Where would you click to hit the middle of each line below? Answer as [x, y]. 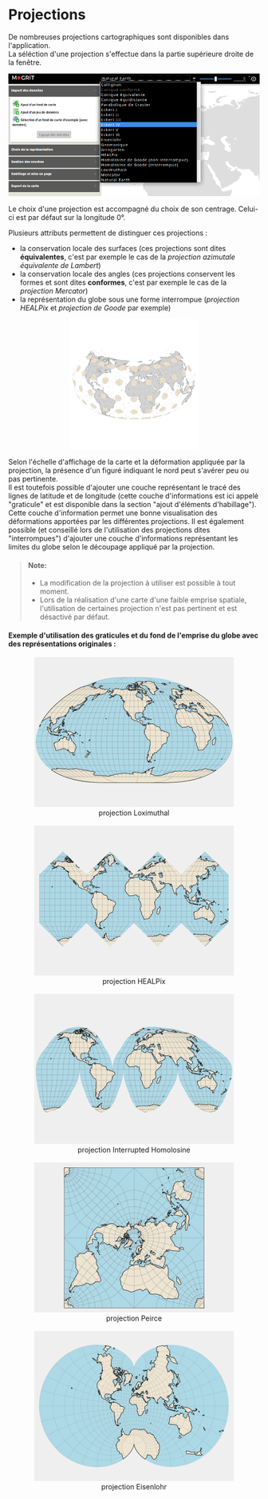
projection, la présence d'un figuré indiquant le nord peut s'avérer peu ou [129, 470]
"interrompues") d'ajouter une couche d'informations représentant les [123, 538]
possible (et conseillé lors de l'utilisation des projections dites [109, 530]
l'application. [30, 45]
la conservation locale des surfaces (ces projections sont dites [123, 249]
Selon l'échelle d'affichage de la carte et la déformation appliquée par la [127, 462]
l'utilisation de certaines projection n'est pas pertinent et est [138, 609]
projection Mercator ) [54, 291]
